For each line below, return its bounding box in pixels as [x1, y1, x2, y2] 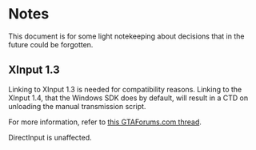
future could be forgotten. [8, 39, 94, 49]
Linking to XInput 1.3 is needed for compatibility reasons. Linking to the [8, 84, 242, 94]
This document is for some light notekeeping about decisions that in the [8, 31, 245, 41]
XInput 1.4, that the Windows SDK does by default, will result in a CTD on [8, 93, 249, 103]
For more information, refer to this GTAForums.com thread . [8, 117, 202, 127]
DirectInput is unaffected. [8, 132, 92, 142]
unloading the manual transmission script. [8, 101, 146, 111]
